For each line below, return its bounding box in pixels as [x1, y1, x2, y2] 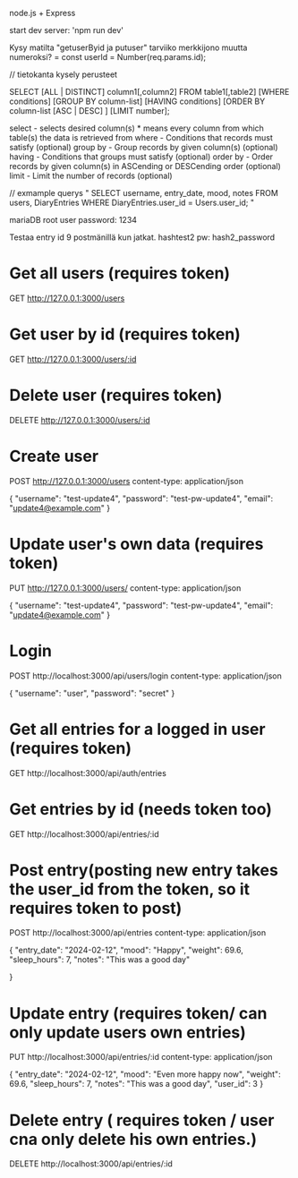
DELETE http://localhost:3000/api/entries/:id [9, 1158, 173, 1169]
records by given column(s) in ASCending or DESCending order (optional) [9, 161, 282, 171]
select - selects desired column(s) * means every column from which [9, 123, 264, 133]
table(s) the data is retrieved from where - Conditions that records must [9, 132, 273, 142]
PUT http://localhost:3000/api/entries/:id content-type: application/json [9, 1052, 273, 1063]
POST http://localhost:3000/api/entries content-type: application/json [9, 927, 267, 938]
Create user [9, 447, 99, 466]
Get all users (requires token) [9, 263, 231, 284]
